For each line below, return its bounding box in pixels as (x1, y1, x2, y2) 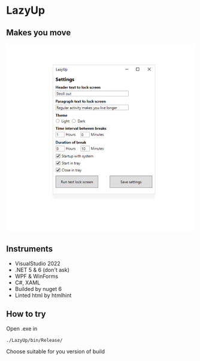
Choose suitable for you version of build (6, 348, 105, 355)
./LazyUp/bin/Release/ (6, 337, 63, 343)
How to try (6, 309, 46, 319)
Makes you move (6, 28, 71, 38)
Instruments (6, 244, 53, 254)
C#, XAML (14, 279, 41, 286)
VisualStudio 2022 (14, 260, 61, 267)
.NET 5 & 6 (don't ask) (14, 266, 70, 273)
